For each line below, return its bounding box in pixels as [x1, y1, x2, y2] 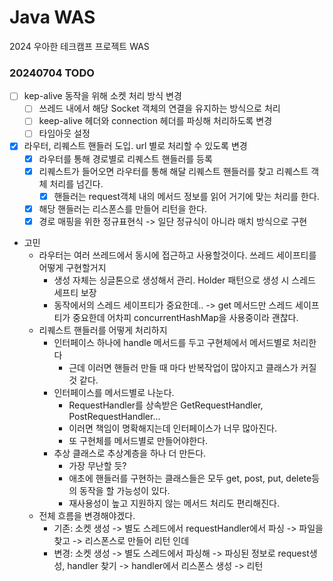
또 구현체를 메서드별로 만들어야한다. [68, 434, 209, 446]
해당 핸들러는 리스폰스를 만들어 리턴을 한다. [38, 202, 208, 215]
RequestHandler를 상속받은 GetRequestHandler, [68, 399, 264, 411]
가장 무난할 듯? [68, 459, 127, 471]
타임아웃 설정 [38, 127, 91, 140]
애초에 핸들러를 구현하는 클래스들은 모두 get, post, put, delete [68, 472, 312, 484]
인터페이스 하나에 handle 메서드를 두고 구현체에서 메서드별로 [53, 336, 291, 348]
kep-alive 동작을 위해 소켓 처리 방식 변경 [23, 90, 182, 102]
